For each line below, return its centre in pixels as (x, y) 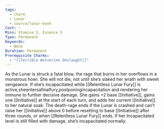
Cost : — (13, 28)
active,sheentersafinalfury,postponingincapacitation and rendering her (77, 90)
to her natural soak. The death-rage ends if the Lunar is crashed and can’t (80, 105)
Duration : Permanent (26, 51)
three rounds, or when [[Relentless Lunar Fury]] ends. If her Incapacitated (80, 116)
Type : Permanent (22, 37)
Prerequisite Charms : (27, 55)
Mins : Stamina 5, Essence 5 (34, 32)
